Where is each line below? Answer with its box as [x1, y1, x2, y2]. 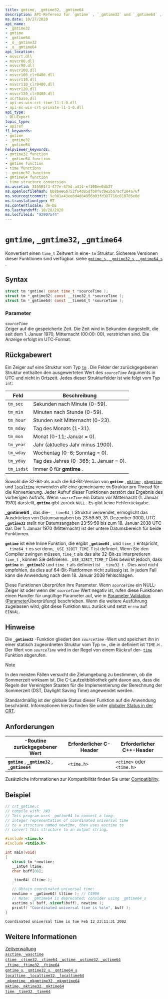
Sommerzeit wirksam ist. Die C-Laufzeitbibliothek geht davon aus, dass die [5, 677, 160, 683]
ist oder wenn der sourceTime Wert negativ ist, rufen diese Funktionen [19, 587, 163, 593]
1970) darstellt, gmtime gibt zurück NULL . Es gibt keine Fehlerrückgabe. [5, 499, 150, 506]
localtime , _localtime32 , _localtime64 [5, 972, 84, 978]
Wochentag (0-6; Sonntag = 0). [33, 449, 108, 456]
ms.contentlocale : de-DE [5, 203, 57, 208]
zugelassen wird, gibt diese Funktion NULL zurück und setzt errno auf [5, 603, 147, 609]
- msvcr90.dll [5, 63, 35, 68]
